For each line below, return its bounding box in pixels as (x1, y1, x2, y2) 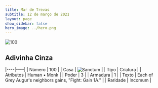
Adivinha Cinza (5, 53, 53, 62)
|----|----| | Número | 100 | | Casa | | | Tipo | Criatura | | (5, 66, 142, 72)
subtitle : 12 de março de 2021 (5, 12, 70, 17)
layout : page (5, 16, 32, 21)
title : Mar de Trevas (5, 7, 50, 12)
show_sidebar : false (5, 21, 48, 26)
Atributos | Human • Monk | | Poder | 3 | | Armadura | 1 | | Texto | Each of (5, 72, 153, 78)
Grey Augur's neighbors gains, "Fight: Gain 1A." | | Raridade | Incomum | (5, 77, 152, 83)
